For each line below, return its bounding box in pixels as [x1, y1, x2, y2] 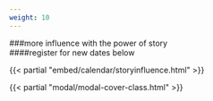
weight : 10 [9, 13, 50, 22]
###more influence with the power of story [9, 38, 168, 48]
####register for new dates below [9, 46, 135, 58]
